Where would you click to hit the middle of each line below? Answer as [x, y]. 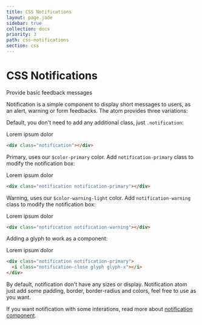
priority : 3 [21, 35]
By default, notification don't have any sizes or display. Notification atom [97, 284]
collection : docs [28, 29]
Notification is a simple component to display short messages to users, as [99, 104]
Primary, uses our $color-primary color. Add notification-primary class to [100, 157]
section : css [23, 46]
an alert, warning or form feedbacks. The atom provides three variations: [97, 110]
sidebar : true [24, 23]
